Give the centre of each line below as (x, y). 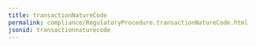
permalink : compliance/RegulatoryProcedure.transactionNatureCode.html (128, 23)
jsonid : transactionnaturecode (59, 30)
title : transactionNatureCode (58, 15)
